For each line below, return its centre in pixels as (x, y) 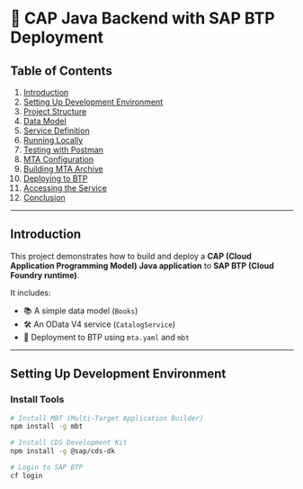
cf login (27, 475)
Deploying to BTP (55, 178)
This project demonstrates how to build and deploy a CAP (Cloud (131, 256)
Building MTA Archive (63, 169)
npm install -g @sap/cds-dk (63, 451)
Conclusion (44, 198)
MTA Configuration (58, 159)
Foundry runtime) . (45, 275)
